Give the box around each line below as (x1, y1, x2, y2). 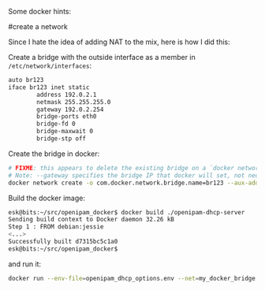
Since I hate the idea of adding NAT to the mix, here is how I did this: (8, 37, 230, 46)
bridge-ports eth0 (36, 113, 97, 121)
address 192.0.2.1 (36, 91, 97, 99)
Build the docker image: (8, 193, 85, 203)
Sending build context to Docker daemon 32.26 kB (8, 216, 175, 224)
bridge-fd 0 (36, 120, 77, 128)
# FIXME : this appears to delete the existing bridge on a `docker (8, 164, 235, 172)
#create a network (8, 22, 69, 31)
